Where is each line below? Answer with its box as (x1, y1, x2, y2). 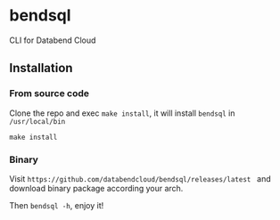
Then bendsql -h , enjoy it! (9, 200, 104, 210)
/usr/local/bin (9, 117, 66, 126)
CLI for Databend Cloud (9, 35, 96, 45)
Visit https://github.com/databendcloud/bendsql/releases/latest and (9, 173, 272, 183)
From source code (9, 87, 89, 100)
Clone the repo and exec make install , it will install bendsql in (9, 108, 235, 118)
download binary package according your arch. (9, 183, 184, 193)
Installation (9, 61, 73, 76)
